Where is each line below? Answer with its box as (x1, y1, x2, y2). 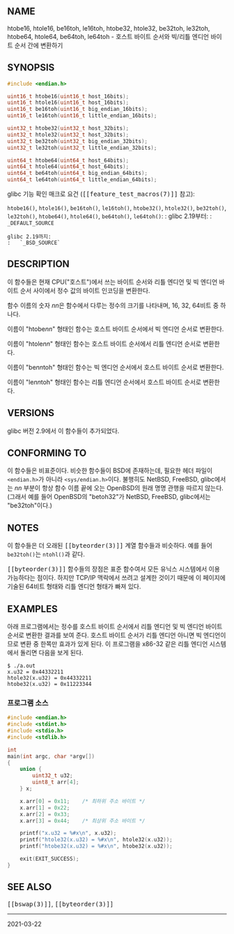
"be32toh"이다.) (7, 501, 52, 510)
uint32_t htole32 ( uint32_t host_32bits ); (7, 131, 130, 138)
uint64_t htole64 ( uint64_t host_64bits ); (7, 163, 130, 170)
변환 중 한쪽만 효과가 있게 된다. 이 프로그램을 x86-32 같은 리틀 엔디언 (19, 640, 208, 648)
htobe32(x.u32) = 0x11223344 (7, 681, 92, 688)
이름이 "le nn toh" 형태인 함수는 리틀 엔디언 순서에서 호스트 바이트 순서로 (7, 378, 202, 386)
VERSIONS (7, 407, 54, 419)
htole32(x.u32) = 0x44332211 (7, 675, 92, 682)
